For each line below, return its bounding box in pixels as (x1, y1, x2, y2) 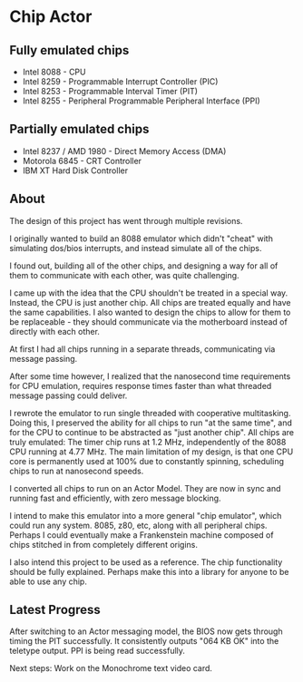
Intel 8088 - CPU (22, 66, 86, 77)
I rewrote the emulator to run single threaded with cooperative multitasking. (9, 407, 291, 418)
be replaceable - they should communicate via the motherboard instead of (9, 316, 288, 327)
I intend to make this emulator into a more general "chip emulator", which (9, 510, 282, 521)
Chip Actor (9, 6, 93, 27)
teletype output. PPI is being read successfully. (9, 646, 186, 657)
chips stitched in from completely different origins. (9, 539, 198, 550)
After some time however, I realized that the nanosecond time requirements (9, 370, 291, 382)
